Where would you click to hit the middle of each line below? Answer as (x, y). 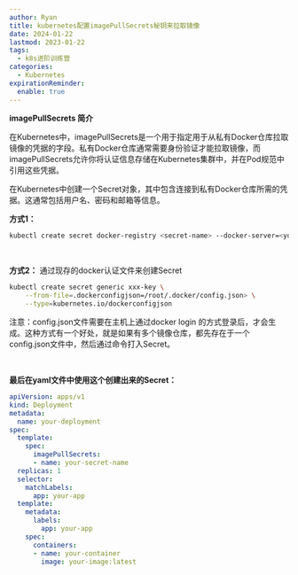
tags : (19, 51)
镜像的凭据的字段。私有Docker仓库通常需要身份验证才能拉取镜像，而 (135, 148)
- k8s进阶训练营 (44, 58)
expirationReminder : (47, 83)
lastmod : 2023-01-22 (47, 42)
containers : (55, 545)
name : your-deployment (59, 422)
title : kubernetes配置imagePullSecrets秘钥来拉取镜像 (105, 26)
